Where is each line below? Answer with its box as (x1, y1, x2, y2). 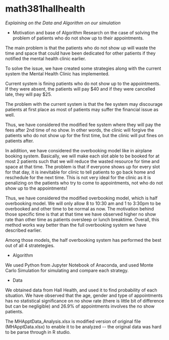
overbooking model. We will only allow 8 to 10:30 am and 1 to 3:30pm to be (5, 200, 161, 206)
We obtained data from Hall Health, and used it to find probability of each (5, 287, 157, 293)
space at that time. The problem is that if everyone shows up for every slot (5, 163, 160, 169)
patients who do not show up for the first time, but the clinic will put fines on (5, 132, 163, 138)
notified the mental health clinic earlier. (5, 55, 86, 61)
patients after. (5, 138, 34, 144)
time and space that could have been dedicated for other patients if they (5, 50, 156, 56)
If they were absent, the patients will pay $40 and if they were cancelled (5, 86, 155, 92)
